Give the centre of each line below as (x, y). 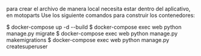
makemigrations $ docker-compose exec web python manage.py (88, 40)
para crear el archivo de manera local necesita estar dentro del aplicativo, (98, 9)
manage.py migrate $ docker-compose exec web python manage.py (92, 33)
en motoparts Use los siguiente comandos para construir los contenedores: (101, 15)
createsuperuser (27, 46)
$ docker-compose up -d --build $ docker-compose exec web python (94, 27)
